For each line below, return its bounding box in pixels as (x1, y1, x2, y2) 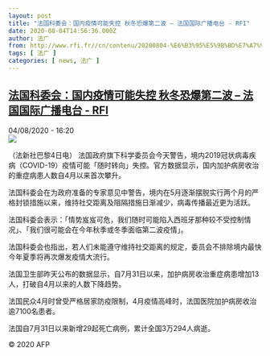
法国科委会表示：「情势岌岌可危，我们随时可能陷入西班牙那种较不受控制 (8, 214, 244, 224)
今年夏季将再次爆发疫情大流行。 (8, 251, 114, 262)
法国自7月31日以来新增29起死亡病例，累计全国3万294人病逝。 (8, 323, 215, 333)
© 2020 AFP (8, 339, 51, 349)
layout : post (8, 11, 52, 20)
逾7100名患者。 (8, 306, 60, 316)
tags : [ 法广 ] (8, 49, 57, 57)
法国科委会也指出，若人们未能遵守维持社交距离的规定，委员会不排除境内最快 (8, 242, 262, 251)
